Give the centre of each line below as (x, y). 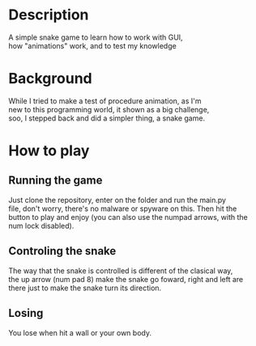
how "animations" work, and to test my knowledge (92, 45)
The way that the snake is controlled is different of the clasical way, (121, 270)
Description (49, 15)
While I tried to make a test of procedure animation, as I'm (105, 101)
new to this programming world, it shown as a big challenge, (109, 109)
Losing (26, 313)
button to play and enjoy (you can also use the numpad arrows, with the (128, 217)
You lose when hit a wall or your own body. (80, 332)
